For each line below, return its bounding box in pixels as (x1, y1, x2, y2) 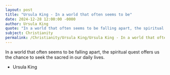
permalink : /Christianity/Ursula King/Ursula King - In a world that (5, 35, 155, 40)
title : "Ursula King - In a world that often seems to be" (5, 12, 133, 17)
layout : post (5, 7, 33, 12)
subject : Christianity (5, 30, 53, 35)
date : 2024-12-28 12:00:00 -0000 (5, 16, 76, 21)
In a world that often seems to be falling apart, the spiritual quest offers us (5, 48, 160, 55)
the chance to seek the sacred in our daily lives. (5, 54, 105, 60)
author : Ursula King (5, 21, 49, 26)
